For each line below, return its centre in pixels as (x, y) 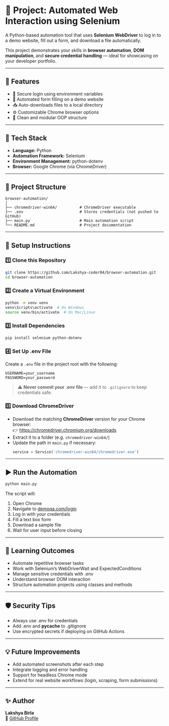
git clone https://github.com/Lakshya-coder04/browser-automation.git (81, 273)
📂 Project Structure (36, 187)
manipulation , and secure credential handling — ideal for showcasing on (82, 56)
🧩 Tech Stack (26, 138)
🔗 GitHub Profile (22, 718)
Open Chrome (27, 504)
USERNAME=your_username (30, 374)
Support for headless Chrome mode (50, 675)
